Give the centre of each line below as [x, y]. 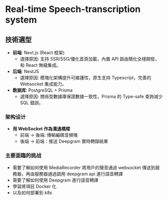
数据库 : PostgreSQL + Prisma [42, 90]
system [21, 20]
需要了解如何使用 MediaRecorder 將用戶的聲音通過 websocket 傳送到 [84, 167]
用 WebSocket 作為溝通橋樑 [41, 129]
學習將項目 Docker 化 [34, 186]
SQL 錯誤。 [32, 103]
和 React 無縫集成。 [40, 65]
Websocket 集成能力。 [43, 84]
